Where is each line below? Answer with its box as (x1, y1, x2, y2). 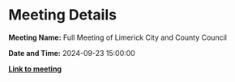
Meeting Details (8, 6, 117, 24)
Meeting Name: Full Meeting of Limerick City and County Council (8, 32, 227, 42)
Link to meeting (8, 63, 62, 74)
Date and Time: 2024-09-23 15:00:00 (8, 48, 135, 58)
